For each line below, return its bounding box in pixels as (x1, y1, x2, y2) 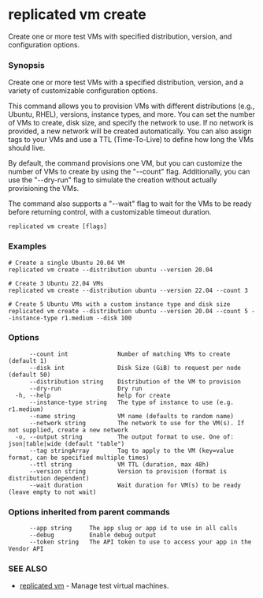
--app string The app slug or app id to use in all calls (28, 525, 238, 533)
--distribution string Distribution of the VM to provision (28, 377, 242, 386)
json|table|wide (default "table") (8, 439, 125, 447)
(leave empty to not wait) (8, 488, 97, 496)
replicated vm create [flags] (8, 222, 108, 230)
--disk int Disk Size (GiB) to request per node (28, 364, 242, 372)
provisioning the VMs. (8, 184, 80, 193)
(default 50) (8, 371, 51, 379)
